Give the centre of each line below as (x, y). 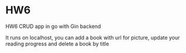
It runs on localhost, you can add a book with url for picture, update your (93, 37)
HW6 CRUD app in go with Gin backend (53, 26)
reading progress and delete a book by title (57, 44)
